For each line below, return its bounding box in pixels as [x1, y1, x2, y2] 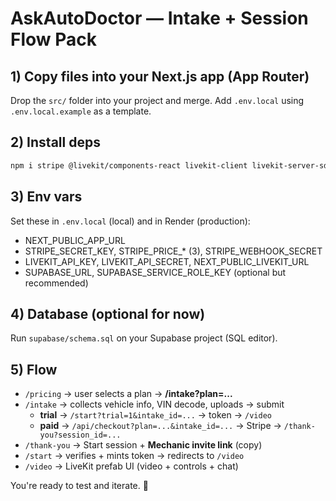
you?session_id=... [39, 430, 122, 441]
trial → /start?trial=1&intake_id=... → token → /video [39, 409, 272, 421]
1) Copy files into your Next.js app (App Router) [10, 68, 310, 85]
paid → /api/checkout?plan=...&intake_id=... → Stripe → [39, 420, 282, 432]
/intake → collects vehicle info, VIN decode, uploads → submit [24, 398, 285, 411]
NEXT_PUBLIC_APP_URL [24, 234, 126, 246]
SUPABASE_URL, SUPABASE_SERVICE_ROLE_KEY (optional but [24, 266, 287, 278]
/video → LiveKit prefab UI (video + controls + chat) [24, 460, 239, 472]
